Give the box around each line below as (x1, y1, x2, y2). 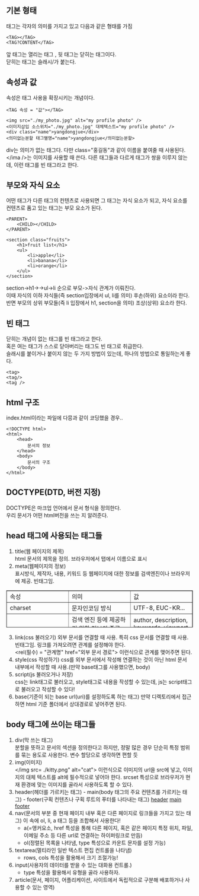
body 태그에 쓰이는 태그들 (6, 720, 96, 730)
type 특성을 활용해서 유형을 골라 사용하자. (23, 869, 120, 876)
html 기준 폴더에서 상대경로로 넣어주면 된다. (25, 700, 127, 707)
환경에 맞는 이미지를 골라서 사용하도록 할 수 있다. (21, 781, 133, 788)
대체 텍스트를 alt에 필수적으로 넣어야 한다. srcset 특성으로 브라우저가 (25, 773, 185, 780)
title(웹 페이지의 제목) (14, 548, 65, 555)
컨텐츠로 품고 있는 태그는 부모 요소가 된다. (6, 204, 102, 212)
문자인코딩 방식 (72, 604, 112, 612)
